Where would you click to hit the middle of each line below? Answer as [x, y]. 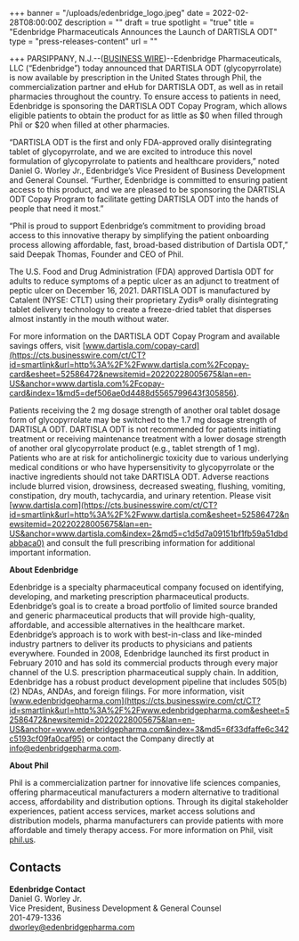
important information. [50, 553]
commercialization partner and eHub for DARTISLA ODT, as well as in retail [146, 87]
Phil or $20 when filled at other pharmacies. [90, 125]
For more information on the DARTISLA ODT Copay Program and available [145, 336]
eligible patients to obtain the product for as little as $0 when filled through [146, 116]
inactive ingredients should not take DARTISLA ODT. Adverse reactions [139, 477]
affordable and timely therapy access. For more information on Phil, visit [141, 830]
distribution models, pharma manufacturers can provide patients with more [146, 821]
